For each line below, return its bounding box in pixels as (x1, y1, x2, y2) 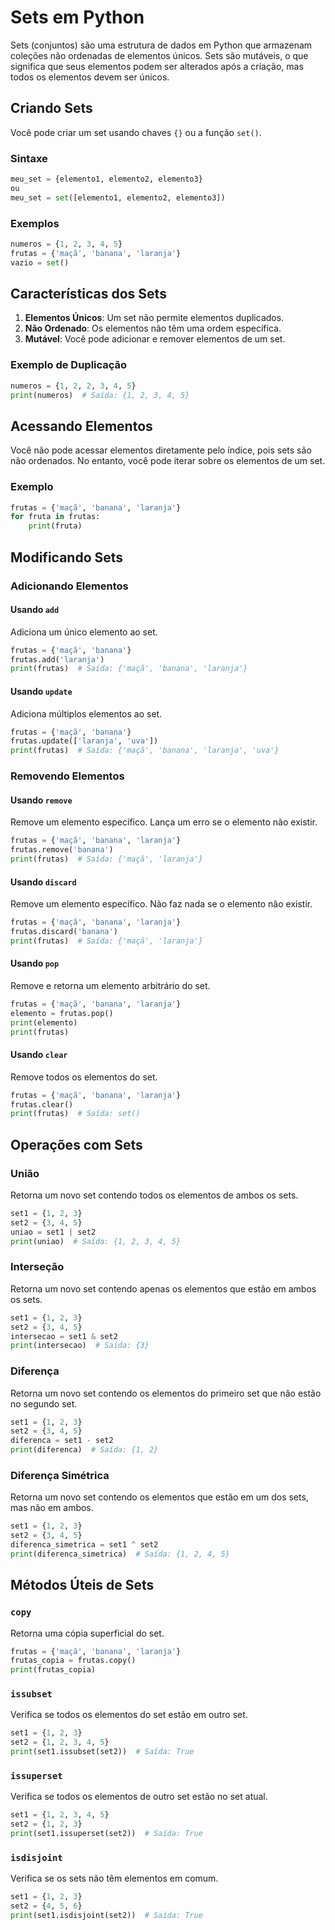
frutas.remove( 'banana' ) (10, 845, 114, 855)
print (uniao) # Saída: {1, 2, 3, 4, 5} (10, 1236, 182, 1246)
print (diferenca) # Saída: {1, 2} (10, 1445, 159, 1455)
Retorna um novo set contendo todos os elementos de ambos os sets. (10, 1189, 299, 1201)
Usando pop (10, 957, 60, 970)
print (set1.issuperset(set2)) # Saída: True (10, 1829, 203, 1839)
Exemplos (10, 216, 60, 230)
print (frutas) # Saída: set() (10, 1109, 141, 1119)
